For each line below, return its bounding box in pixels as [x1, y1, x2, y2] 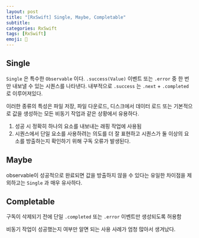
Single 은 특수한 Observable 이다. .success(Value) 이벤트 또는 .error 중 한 [6, 75, 183, 82]
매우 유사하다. [50, 179, 83, 186]
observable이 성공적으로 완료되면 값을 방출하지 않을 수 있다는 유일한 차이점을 [6, 171, 186, 178]
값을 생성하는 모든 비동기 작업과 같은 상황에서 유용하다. [12, 109, 140, 117]
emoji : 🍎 [6, 36, 28, 42]
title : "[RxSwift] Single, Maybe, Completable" [6, 14, 127, 20]
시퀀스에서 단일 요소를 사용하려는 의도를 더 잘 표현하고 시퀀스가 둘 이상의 [14, 130, 183, 137]
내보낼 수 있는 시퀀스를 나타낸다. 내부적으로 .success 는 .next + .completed [12, 82, 189, 89]
